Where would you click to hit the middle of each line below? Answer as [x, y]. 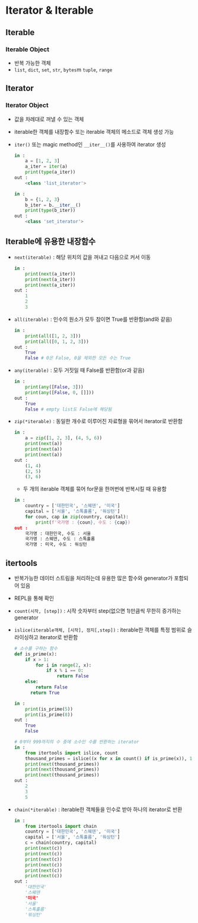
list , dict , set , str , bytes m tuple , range [63, 70]
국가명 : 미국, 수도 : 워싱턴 [56, 545]
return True [45, 693]
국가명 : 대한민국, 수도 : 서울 [58, 533]
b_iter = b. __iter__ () [53, 205]
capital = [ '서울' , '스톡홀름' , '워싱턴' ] [73, 837]
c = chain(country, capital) [61, 843]
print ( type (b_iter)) [50, 211]
